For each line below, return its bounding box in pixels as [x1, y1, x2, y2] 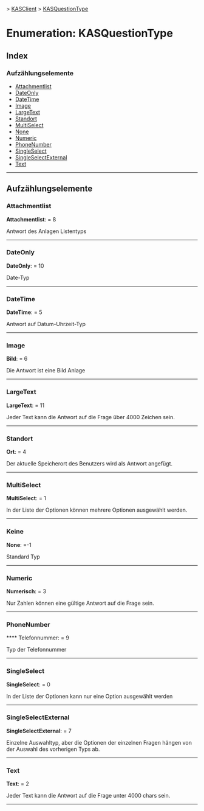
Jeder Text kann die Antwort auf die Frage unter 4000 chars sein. [6, 792, 171, 799]
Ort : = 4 [6, 448, 27, 456]
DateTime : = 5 [6, 308, 42, 316]
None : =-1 [6, 541, 32, 548]
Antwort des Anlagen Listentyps [6, 228, 87, 235]
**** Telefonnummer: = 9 [6, 634, 70, 641]
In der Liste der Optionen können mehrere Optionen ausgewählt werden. [6, 506, 188, 513]
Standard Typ [6, 553, 41, 560]
